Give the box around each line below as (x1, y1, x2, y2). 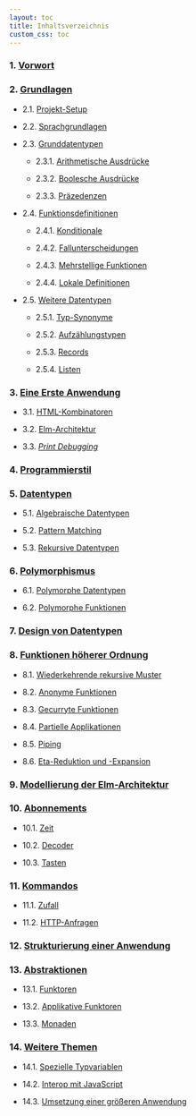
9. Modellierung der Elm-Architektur (9, 778, 169, 790)
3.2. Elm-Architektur (21, 423, 96, 434)
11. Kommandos (9, 879, 78, 891)
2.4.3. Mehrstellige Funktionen (35, 260, 148, 270)
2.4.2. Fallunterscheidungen (35, 243, 139, 253)
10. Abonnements (9, 802, 87, 814)
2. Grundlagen (9, 83, 73, 96)
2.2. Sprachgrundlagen (21, 121, 108, 132)
